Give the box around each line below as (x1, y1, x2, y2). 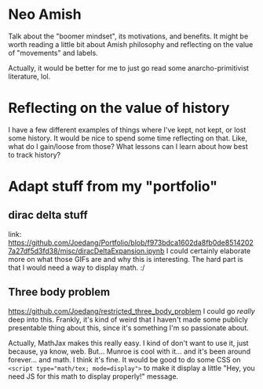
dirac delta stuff (8, 209, 88, 222)
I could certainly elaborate (166, 245, 251, 256)
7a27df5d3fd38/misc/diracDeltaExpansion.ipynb (8, 245, 165, 256)
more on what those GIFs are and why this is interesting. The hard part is (8, 254, 243, 264)
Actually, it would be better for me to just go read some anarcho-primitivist (8, 63, 250, 72)
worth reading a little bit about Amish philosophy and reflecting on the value (8, 39, 254, 49)
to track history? (8, 150, 61, 159)
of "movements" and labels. (8, 48, 98, 57)
